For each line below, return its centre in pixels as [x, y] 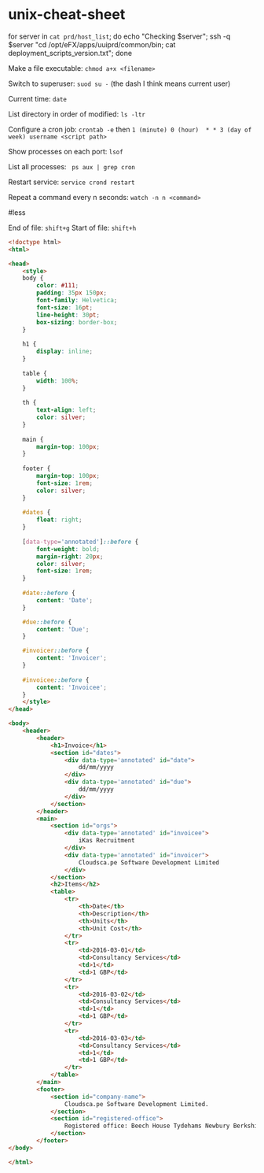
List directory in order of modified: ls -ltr [77, 114]
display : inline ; [64, 352]
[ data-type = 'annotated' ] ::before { [81, 542]
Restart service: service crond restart [71, 182]
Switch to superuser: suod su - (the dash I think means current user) [119, 83]
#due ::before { [47, 622]
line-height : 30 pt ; [68, 315]
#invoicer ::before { [56, 651]
